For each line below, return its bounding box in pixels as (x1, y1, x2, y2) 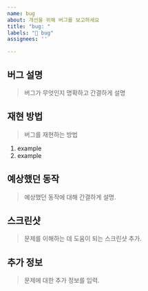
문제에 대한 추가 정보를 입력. (23, 277, 100, 285)
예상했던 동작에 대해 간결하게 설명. (23, 192, 116, 201)
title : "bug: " (7, 23, 51, 30)
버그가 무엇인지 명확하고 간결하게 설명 (23, 88, 126, 97)
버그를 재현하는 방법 (23, 130, 78, 139)
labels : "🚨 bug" (7, 29, 54, 37)
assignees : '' (7, 36, 48, 43)
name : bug (7, 10, 36, 17)
